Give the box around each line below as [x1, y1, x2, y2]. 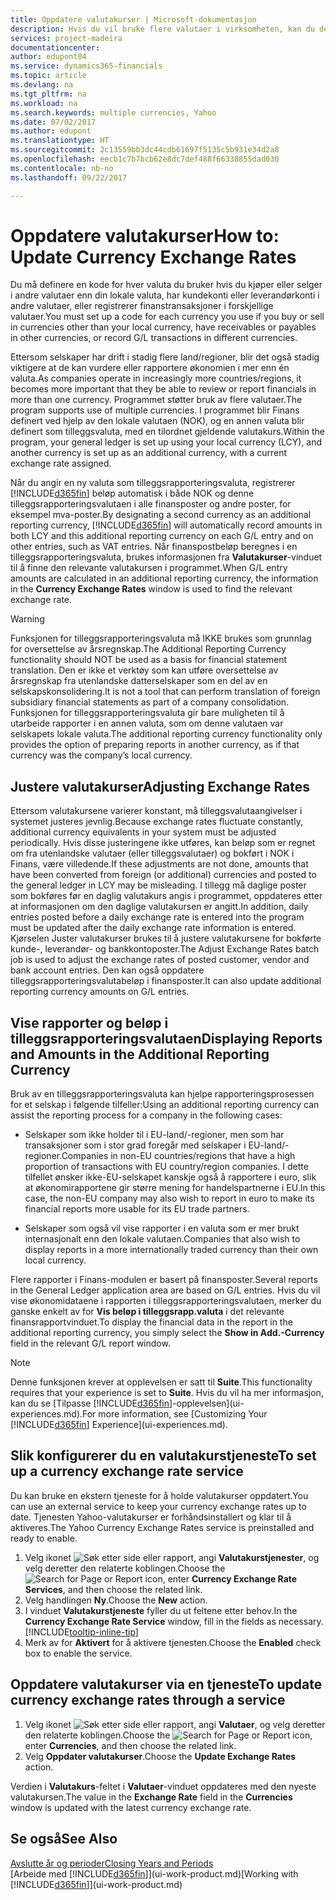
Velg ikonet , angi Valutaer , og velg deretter [24, 1718, 326, 1730]
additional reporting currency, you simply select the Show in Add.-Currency [10, 1327, 325, 1339]
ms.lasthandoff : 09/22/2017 [10, 172, 128, 183]
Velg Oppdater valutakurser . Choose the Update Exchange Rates [24, 1750, 297, 1762]
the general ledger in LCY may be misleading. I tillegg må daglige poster [10, 879, 307, 891]
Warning [10, 613, 45, 625]
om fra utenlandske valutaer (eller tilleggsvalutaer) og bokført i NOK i [10, 847, 295, 860]
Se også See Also [10, 1831, 118, 1848]
